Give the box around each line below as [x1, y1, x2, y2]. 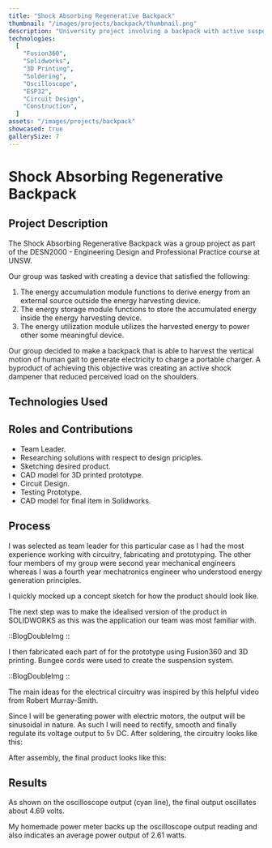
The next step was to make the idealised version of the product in [8, 606, 227, 616]
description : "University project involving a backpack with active [8, 27, 244, 35]
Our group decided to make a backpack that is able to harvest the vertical [8, 345, 254, 355]
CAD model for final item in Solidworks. [19, 495, 151, 505]
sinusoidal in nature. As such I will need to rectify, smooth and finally [8, 719, 237, 730]
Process [8, 520, 51, 533]
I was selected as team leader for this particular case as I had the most [8, 541, 244, 550]
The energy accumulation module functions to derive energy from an [19, 287, 251, 297]
